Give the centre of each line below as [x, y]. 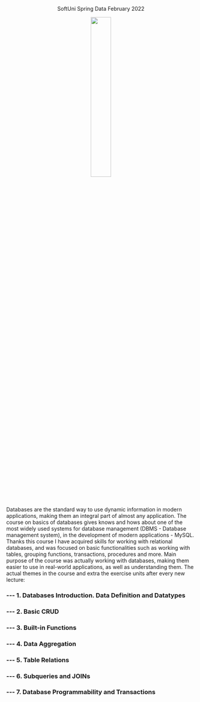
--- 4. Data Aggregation [41, 644]
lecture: [16, 580]
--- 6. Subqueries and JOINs [48, 676]
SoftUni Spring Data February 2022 [101, 9]
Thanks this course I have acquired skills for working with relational [89, 541]
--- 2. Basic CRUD [33, 611]
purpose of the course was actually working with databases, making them [98, 561]
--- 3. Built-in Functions [41, 627]
